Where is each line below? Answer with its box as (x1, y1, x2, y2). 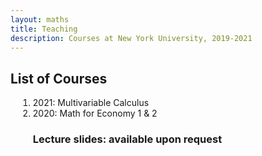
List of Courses (10, 70, 108, 87)
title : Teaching (10, 24, 78, 34)
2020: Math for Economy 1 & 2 (32, 107, 158, 120)
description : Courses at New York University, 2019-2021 (10, 33, 253, 43)
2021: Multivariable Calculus (32, 97, 150, 109)
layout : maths (10, 14, 70, 25)
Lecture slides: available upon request (32, 132, 223, 146)
